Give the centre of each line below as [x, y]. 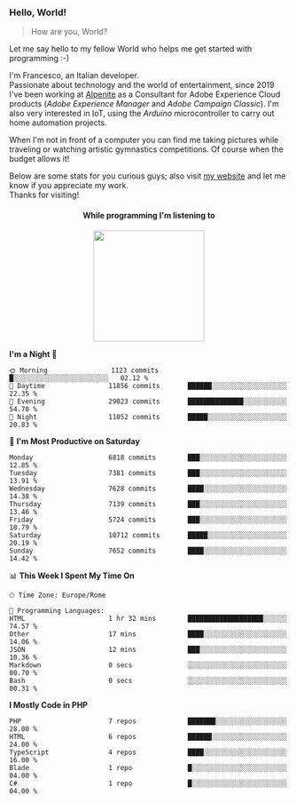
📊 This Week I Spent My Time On [72, 576]
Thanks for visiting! [44, 195]
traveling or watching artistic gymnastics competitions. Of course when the [146, 149]
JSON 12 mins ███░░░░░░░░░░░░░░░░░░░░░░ [148, 649]
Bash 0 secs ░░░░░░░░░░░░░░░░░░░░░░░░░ [148, 680]
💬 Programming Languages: [57, 610]
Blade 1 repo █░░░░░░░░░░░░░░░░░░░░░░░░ [148, 767]
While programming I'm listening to [149, 215]
